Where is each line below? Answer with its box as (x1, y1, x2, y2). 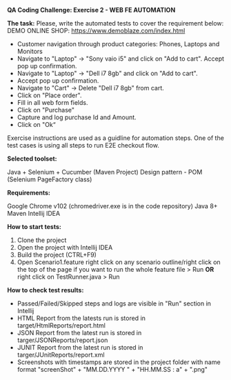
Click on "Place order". (17, 91, 82, 99)
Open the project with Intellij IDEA (17, 243, 113, 251)
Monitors (17, 48, 43, 55)
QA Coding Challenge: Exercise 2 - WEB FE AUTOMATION (7, 6, 176, 14)
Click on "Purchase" (17, 106, 74, 114)
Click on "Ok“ (17, 121, 57, 128)
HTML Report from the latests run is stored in (17, 314, 146, 322)
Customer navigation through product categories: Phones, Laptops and (17, 40, 220, 48)
